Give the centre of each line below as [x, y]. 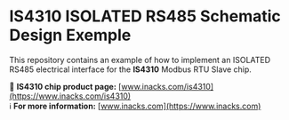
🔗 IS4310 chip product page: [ [65, 86]
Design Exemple [70, 35]
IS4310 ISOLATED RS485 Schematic [145, 16]
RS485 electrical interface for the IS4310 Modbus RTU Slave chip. [130, 69]
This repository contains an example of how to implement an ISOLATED [140, 60]
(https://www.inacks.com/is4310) [70, 96]
